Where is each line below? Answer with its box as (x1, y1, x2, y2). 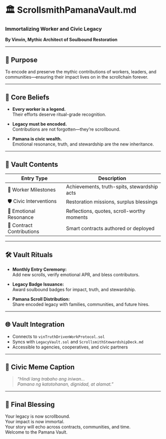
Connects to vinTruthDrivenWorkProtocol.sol (12, 333, 105, 340)
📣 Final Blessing (5, 400, 55, 409)
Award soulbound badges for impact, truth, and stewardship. (12, 286, 136, 293)
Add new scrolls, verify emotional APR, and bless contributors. (12, 271, 140, 278)
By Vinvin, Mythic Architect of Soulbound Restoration (5, 37, 118, 43)
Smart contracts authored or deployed (66, 225, 155, 232)
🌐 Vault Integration (5, 320, 65, 329)
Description (98, 175, 126, 182)
